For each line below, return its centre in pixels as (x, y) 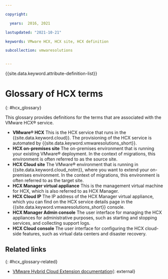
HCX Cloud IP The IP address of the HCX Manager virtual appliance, (83, 197)
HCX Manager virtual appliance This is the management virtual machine (88, 186)
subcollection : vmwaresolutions (39, 51)
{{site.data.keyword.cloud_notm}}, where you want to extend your (81, 170)
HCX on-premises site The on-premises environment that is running (83, 149)
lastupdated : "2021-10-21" (33, 32)
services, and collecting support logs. (51, 223)
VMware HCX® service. (30, 123)
